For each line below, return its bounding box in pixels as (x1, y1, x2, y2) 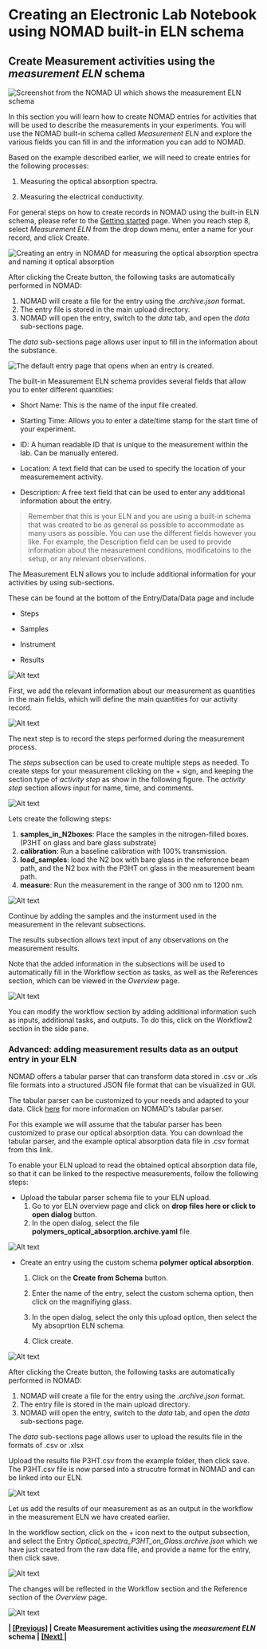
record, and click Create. (8, 233, 90, 242)
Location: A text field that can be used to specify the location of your (19, 464, 245, 473)
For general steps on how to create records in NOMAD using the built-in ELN (8, 207, 260, 217)
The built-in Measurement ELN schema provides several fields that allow (8, 376, 247, 386)
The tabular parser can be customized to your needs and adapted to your (8, 1096, 249, 1105)
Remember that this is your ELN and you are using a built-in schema (27, 512, 251, 521)
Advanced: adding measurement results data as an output (8, 1043, 239, 1054)
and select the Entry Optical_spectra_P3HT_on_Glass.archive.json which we (8, 1537, 258, 1546)
